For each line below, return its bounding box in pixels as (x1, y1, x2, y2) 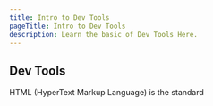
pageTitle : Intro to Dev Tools (9, 22, 126, 31)
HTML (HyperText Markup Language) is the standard (9, 87, 204, 98)
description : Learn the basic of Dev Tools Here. (9, 30, 199, 39)
